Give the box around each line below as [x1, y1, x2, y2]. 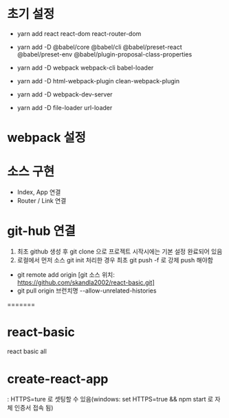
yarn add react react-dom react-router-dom [17, 29, 142, 38]
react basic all [7, 347, 47, 355]
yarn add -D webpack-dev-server [17, 90, 113, 98]
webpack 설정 [7, 130, 86, 145]
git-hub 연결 [7, 223, 76, 239]
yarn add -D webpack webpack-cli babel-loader [17, 63, 154, 72]
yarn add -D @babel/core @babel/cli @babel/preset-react [17, 43, 182, 51]
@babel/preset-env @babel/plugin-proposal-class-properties [17, 50, 193, 59]
